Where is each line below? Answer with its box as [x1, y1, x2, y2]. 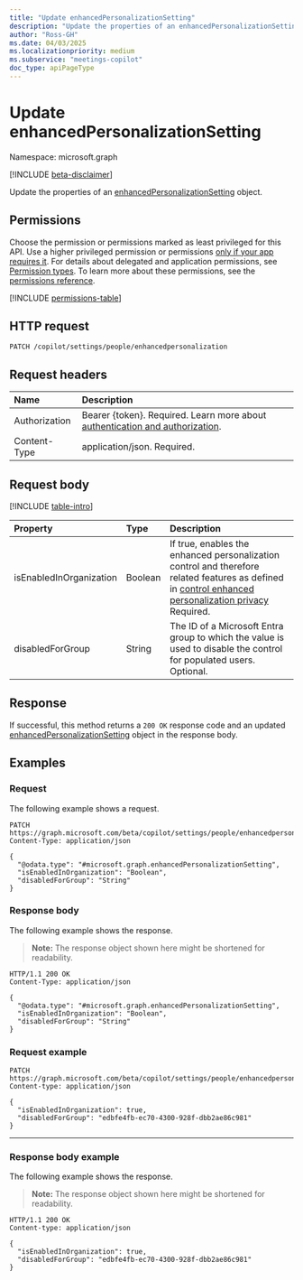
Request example [9, 1045, 87, 1058]
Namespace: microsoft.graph [9, 151, 118, 162]
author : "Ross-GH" [9, 30, 78, 39]
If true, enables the [170, 538, 250, 551]
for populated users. [170, 654, 255, 666]
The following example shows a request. [9, 802, 160, 813]
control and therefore [170, 561, 260, 573]
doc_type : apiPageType [9, 64, 95, 73]
